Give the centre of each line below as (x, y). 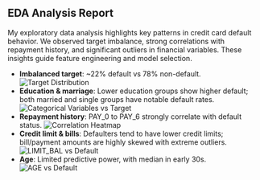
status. (30, 125)
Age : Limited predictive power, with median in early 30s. (113, 159)
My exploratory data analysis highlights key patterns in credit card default (130, 32)
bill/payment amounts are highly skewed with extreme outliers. (123, 142)
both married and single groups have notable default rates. (117, 99)
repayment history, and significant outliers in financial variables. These (125, 49)
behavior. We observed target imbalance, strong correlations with (116, 41)
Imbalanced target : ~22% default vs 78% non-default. (110, 74)
